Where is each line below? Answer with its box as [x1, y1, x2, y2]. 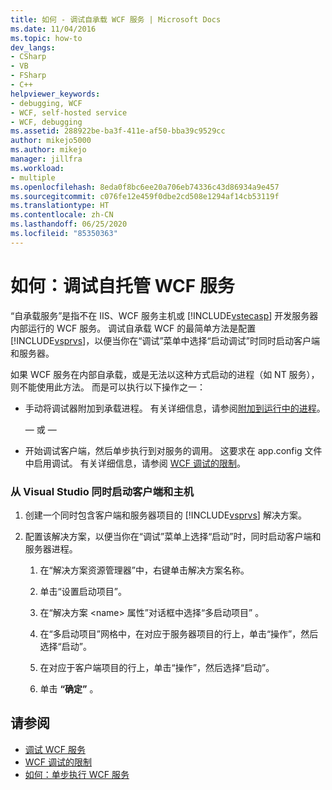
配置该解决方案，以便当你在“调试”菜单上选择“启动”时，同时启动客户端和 [24, 530, 322, 542]
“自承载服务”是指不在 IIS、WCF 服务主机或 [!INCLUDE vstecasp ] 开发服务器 [10, 309, 319, 321]
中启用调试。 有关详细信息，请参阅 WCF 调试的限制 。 [24, 457, 246, 469]
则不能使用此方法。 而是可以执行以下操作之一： [10, 381, 206, 393]
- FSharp [10, 71, 47, 81]
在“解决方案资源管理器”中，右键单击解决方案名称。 [39, 564, 250, 576]
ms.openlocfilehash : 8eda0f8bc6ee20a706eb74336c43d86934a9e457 [10, 182, 280, 192]
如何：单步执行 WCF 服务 [24, 768, 130, 780]
